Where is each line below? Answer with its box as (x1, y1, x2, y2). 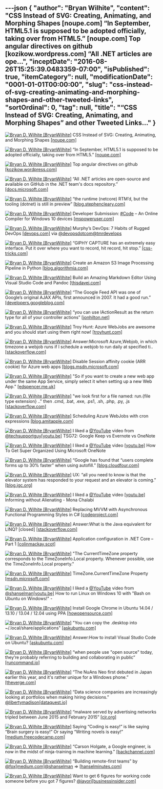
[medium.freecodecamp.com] (5, 734, 65, 740)
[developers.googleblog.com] (5, 299, 65, 305)
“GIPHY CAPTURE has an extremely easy (72, 240, 156, 246)
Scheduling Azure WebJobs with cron (72, 413, 149, 419)
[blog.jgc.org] (5, 482, 33, 488)
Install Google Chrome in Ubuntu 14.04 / (72, 605, 153, 611)
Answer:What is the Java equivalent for (72, 521, 152, 527)
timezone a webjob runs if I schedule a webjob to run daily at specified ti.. (5, 344, 153, 349)
